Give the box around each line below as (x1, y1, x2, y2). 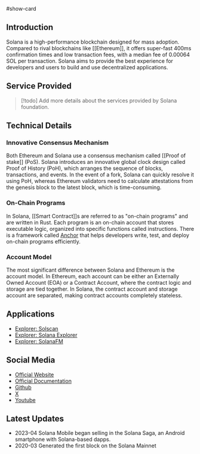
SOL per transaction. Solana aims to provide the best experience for (6, 57, 173, 65)
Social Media (6, 355, 56, 365)
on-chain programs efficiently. (6, 237, 81, 245)
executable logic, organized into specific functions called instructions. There (6, 225, 195, 232)
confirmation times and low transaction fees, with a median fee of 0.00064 (6, 51, 190, 58)
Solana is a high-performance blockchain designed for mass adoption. (6, 38, 180, 45)
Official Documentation (14, 377, 72, 385)
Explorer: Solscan (14, 325, 59, 332)
